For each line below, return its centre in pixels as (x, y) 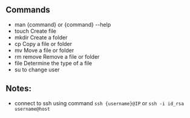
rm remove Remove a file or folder (57, 56)
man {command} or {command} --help (63, 24)
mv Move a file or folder (44, 50)
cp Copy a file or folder (43, 44)
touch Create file (35, 31)
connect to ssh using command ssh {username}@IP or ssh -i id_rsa (99, 103)
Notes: (18, 89)
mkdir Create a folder (41, 37)
